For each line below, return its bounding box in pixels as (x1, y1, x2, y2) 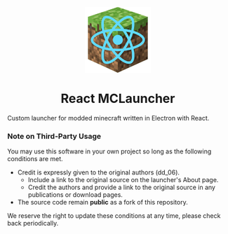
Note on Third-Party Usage (7, 131, 102, 141)
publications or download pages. (27, 191, 123, 199)
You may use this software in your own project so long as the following (7, 147, 212, 156)
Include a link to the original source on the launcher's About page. (27, 176, 219, 184)
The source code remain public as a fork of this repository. (17, 198, 188, 207)
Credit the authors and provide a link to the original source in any (27, 183, 216, 192)
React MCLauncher (60, 91, 175, 106)
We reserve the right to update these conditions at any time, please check (7, 212, 221, 220)
